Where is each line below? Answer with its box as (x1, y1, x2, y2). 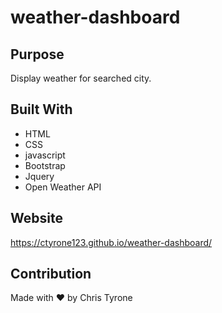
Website (10, 210, 63, 227)
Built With (10, 101, 73, 118)
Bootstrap (24, 159, 66, 171)
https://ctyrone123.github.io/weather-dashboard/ (10, 236, 213, 248)
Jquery (24, 170, 55, 182)
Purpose (10, 46, 65, 63)
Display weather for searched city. (10, 72, 152, 84)
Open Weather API (24, 181, 102, 193)
